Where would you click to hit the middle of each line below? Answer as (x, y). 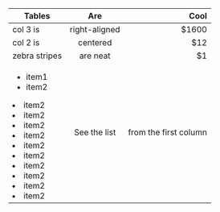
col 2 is (26, 42)
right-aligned (95, 29)
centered (95, 42)
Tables (37, 16)
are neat (95, 56)
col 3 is (26, 29)
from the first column (167, 132)
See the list (95, 132)
